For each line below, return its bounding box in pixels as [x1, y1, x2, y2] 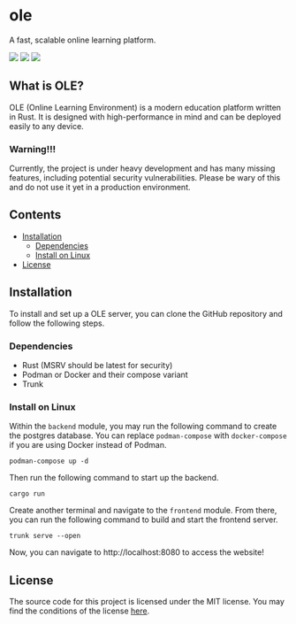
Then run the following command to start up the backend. [9, 473, 219, 483]
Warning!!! [9, 143, 57, 155]
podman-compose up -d [9, 457, 89, 466]
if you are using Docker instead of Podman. [9, 440, 167, 451]
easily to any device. [9, 120, 84, 131]
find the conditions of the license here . [9, 605, 150, 616]
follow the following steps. [9, 318, 105, 328]
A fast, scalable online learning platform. [9, 35, 156, 45]
